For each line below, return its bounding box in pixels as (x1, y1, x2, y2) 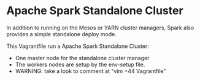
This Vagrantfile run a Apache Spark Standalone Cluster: (6, 42, 149, 50)
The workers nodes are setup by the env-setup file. (15, 61, 145, 68)
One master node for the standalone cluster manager (15, 54, 150, 61)
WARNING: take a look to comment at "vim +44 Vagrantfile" (15, 67, 167, 74)
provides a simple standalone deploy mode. (6, 30, 117, 37)
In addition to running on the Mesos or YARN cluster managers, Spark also (6, 24, 194, 31)
